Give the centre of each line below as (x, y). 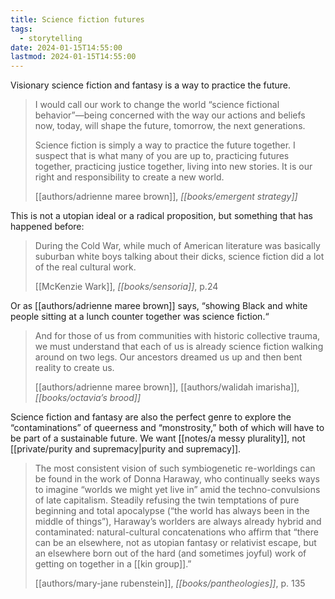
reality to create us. (74, 368)
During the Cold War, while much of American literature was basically (177, 246)
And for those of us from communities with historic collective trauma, (177, 336)
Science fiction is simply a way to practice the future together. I (165, 145)
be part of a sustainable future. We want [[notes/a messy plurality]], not (158, 438)
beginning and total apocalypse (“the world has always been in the (172, 511)
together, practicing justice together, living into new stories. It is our (173, 167)
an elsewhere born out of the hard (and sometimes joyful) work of (170, 553)
